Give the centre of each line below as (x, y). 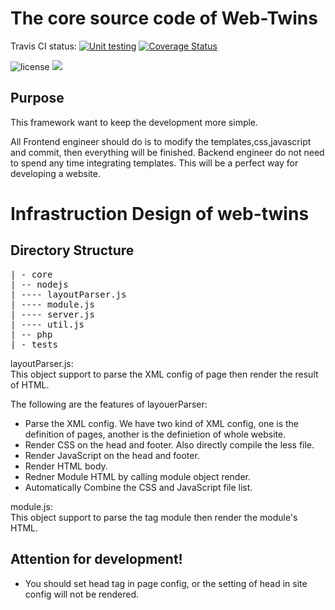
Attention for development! (96, 559)
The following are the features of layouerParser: (109, 404)
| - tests (34, 344)
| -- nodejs (39, 284)
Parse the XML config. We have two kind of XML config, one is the (162, 423)
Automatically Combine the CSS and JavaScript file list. (138, 487)
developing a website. (55, 173)
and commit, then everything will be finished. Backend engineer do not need (167, 152)
